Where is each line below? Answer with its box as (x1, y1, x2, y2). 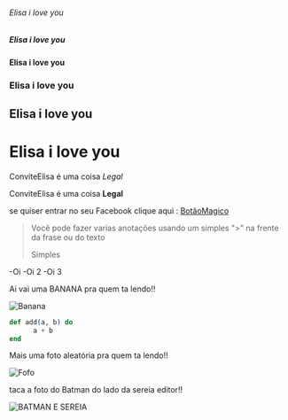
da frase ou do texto (30, 231, 105, 243)
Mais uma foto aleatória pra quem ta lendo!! (9, 350, 168, 361)
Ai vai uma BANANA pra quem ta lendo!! (9, 284, 156, 294)
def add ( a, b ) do (9, 317, 74, 327)
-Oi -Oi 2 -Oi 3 (9, 266, 62, 276)
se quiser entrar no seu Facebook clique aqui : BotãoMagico (9, 205, 230, 216)
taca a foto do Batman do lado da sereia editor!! (9, 385, 183, 395)
